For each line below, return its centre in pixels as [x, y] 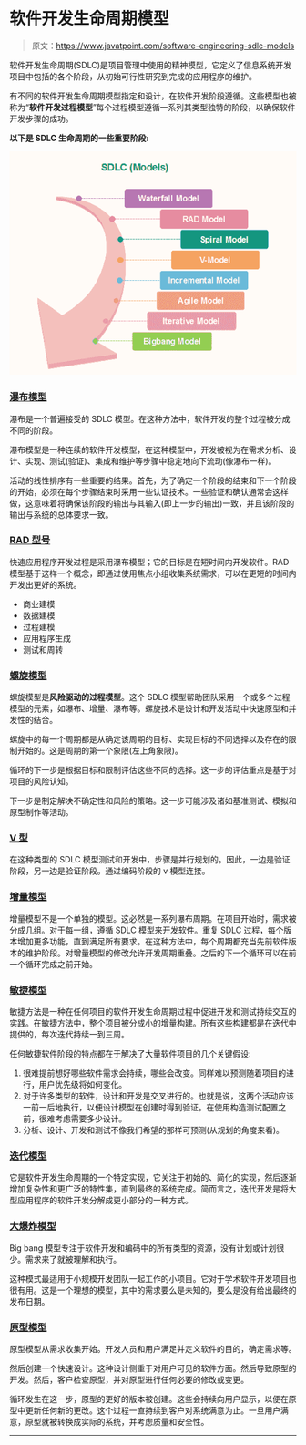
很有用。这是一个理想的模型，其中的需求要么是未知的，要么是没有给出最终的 [153, 1290]
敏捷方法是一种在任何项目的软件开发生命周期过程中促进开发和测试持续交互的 [153, 1012]
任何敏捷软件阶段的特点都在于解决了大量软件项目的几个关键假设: [131, 1054]
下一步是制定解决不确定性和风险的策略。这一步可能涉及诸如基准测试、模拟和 [153, 801]
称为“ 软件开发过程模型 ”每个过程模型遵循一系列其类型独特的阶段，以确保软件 [153, 107]
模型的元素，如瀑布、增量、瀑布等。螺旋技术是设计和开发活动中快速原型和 [149, 708]
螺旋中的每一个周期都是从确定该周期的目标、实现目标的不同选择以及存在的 [149, 739]
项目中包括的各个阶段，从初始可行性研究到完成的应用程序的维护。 [133, 76]
